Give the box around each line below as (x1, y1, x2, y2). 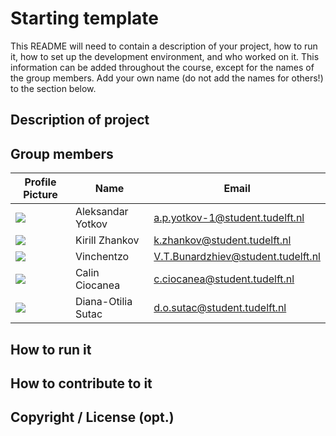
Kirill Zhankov (74, 233, 140, 247)
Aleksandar (74, 205, 129, 219)
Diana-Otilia (74, 295, 133, 309)
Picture (23, 188, 58, 202)
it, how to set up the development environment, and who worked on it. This (10, 50, 320, 62)
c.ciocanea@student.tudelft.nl (153, 272, 295, 286)
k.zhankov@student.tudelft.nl (153, 233, 292, 247)
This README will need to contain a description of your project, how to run (10, 40, 318, 52)
